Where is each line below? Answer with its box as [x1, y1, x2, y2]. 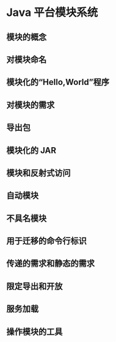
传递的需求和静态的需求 [6, 258, 95, 269]
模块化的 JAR [6, 145, 57, 156]
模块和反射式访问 [6, 167, 71, 178]
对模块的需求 [6, 100, 55, 110]
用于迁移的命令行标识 [6, 236, 87, 246]
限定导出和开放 [6, 281, 63, 291]
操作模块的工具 [6, 326, 63, 337]
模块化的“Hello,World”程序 [6, 77, 110, 87]
